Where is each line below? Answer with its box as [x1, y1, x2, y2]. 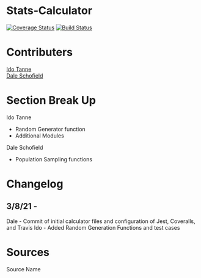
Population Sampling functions [15, 155, 93, 163]
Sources [6, 246, 50, 259]
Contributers [6, 45, 73, 59]
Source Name [6, 265, 41, 273]
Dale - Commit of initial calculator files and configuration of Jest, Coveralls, [6, 218, 196, 225]
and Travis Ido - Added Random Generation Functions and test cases [6, 224, 180, 231]
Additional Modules [15, 132, 64, 139]
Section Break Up [6, 93, 97, 108]
